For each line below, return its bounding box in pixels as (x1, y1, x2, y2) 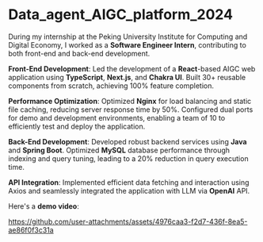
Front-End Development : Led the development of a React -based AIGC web (8, 63, 256, 73)
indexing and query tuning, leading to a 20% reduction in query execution (8, 153, 249, 163)
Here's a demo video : (8, 201, 79, 211)
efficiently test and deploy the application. (8, 121, 146, 131)
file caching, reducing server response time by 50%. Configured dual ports (8, 105, 253, 114)
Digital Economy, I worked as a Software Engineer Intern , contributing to (8, 40, 247, 49)
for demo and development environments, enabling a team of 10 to (8, 113, 226, 122)
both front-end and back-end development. (8, 48, 151, 58)
